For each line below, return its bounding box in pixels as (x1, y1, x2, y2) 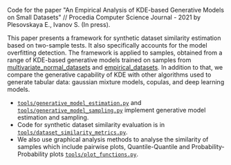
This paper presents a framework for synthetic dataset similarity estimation (7, 34, 221, 42)
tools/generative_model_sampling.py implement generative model (17, 106, 206, 114)
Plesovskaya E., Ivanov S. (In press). (7, 21, 111, 28)
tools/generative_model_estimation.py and (17, 99, 142, 106)
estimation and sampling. (17, 113, 89, 122)
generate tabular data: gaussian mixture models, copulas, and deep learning (7, 78, 225, 86)
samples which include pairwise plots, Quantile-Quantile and (17, 143, 190, 151)
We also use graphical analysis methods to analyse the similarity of (17, 135, 209, 144)
